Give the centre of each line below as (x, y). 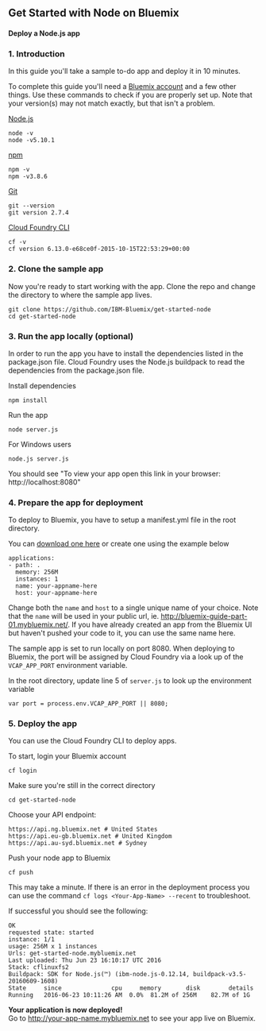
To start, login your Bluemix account (67, 756)
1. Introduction (37, 53)
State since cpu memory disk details (131, 988)
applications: (32, 558)
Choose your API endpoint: (52, 815)
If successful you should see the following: (78, 911)
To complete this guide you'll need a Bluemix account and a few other (122, 87)
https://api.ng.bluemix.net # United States (83, 829)
